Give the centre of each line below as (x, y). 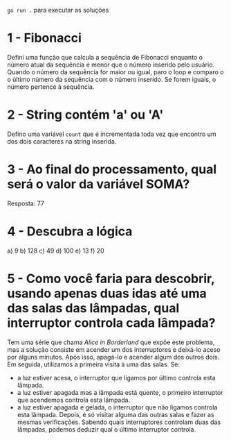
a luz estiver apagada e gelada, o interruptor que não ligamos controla (117, 407)
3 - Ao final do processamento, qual (112, 170)
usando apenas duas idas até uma (107, 293)
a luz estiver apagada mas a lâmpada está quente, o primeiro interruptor (120, 392)
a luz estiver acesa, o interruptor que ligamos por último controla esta (116, 378)
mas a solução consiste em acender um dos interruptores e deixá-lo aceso (114, 349)
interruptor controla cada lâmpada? (111, 323)
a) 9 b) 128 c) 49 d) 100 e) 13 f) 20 (56, 251)
